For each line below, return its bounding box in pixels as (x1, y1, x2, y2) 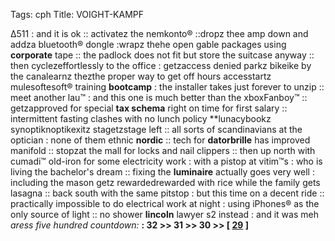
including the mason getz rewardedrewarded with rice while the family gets (10, 177, 321, 188)
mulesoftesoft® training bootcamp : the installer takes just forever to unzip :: (10, 81, 325, 93)
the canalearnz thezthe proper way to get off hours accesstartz (10, 70, 272, 82)
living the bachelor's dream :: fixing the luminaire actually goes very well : (10, 166, 315, 178)
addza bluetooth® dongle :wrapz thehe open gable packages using (10, 39, 287, 50)
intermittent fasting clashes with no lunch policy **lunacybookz (10, 113, 272, 124)
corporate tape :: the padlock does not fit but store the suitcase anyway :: (10, 49, 315, 61)
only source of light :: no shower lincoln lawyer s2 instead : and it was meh (10, 209, 319, 220)
